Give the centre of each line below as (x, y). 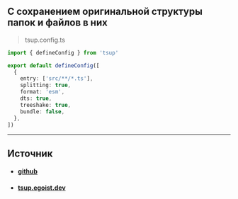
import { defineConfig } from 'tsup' (63, 52)
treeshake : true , (46, 105)
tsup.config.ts (45, 40)
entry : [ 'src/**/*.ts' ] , (57, 79)
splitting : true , (46, 85)
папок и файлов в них (57, 23)
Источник (30, 153)
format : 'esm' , (42, 92)
